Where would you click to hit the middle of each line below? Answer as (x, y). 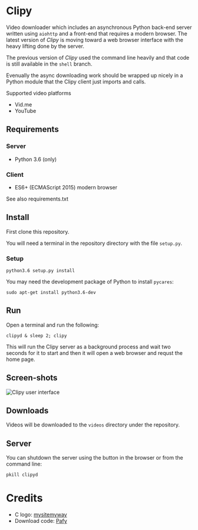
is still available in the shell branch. (49, 64)
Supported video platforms (39, 93)
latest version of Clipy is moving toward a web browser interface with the (95, 40)
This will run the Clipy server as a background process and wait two (88, 347)
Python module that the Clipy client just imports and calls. (76, 82)
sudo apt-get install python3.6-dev (51, 293)
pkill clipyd (22, 475)
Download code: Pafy (41, 521)
